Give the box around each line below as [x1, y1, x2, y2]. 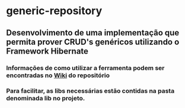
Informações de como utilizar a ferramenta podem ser [6, 64, 165, 72]
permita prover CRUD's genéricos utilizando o [6, 37, 180, 47]
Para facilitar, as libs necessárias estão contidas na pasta [6, 87, 175, 95]
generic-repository [6, 4, 103, 18]
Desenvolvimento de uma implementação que [6, 28, 180, 38]
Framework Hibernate [6, 46, 89, 56]
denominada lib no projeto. [6, 94, 85, 103]
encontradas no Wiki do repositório [6, 71, 110, 79]
